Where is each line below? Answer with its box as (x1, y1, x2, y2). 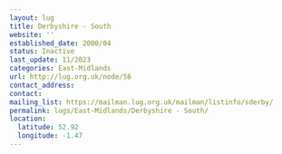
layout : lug (9, 13, 54, 23)
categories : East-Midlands (9, 64, 112, 73)
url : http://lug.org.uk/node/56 (9, 72, 131, 82)
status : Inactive (9, 47, 75, 56)
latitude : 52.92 (17, 123, 79, 132)
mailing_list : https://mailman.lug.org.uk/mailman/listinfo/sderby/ (9, 97, 274, 107)
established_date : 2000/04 (9, 38, 112, 48)
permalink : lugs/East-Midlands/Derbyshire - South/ (9, 106, 209, 115)
